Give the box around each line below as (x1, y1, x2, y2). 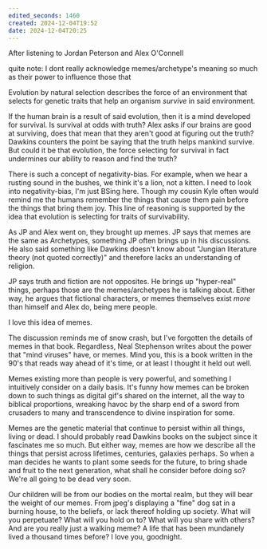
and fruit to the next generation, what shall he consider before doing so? (8, 466, 245, 476)
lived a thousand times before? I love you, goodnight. (8, 532, 183, 542)
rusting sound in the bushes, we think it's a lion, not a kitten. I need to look (8, 178, 253, 188)
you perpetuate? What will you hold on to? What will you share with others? (8, 515, 255, 525)
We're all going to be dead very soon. (8, 474, 132, 484)
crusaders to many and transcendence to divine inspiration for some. (8, 408, 235, 417)
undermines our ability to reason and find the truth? (8, 154, 178, 164)
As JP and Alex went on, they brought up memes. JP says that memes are (8, 227, 251, 237)
